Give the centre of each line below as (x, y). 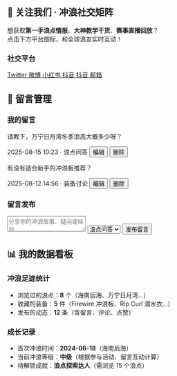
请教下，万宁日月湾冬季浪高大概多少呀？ (65, 136)
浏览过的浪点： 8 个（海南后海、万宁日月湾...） (83, 295)
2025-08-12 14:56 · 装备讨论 (48, 183)
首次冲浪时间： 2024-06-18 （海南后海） (75, 348)
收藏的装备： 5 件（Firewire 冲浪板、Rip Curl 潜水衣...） (95, 304)
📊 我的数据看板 (40, 254)
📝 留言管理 (29, 99)
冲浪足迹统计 (29, 279)
